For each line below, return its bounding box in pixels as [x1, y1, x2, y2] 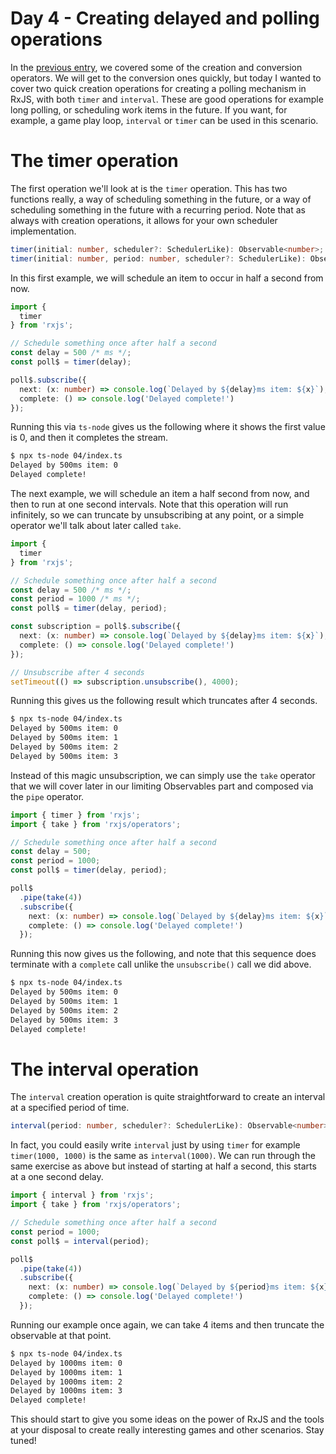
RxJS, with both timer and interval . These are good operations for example [10, 93, 324, 105]
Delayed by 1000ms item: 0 [10, 1358, 123, 1368]
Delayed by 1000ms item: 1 [10, 1367, 123, 1377]
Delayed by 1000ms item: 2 [10, 1377, 123, 1387]
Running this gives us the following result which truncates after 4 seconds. [10, 695, 318, 707]
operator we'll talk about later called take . [10, 520, 182, 531]
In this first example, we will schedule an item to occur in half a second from [10, 272, 324, 284]
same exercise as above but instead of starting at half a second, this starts [10, 1160, 317, 1172]
